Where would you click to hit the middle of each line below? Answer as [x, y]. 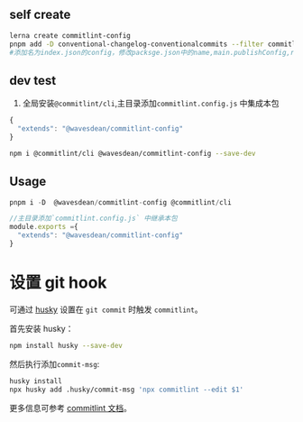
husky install [36, 381]
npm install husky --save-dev [66, 345]
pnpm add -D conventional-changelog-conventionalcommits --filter [137, 44]
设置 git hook [58, 283]
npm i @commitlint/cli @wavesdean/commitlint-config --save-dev [133, 153]
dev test [33, 80]
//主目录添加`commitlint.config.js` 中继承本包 [93, 219]
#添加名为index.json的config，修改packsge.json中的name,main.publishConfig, [150, 52]
